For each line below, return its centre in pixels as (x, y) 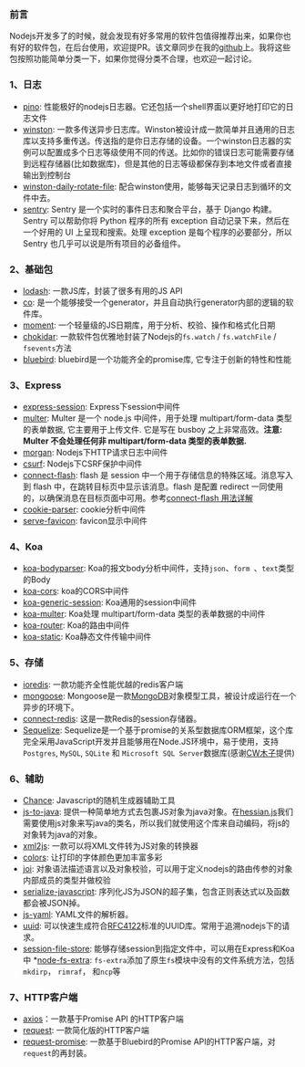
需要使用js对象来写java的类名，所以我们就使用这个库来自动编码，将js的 (156, 823)
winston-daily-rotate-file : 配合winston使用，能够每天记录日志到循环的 (153, 186)
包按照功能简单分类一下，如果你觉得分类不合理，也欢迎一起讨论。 (133, 59)
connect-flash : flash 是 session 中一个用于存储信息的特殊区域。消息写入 (158, 476)
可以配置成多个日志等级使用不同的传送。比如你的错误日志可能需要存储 (162, 152)
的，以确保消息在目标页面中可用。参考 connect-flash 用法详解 (137, 498)
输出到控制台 (46, 174)
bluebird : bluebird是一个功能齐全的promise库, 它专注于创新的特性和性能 (157, 359)
